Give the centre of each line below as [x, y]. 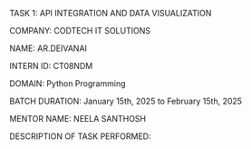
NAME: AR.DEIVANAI [48, 48]
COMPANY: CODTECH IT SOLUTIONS [80, 30]
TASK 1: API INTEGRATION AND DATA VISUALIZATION [111, 13]
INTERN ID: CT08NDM [51, 66]
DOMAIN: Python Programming [68, 84]
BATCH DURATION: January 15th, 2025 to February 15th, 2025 [126, 101]
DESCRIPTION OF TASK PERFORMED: [80, 136]
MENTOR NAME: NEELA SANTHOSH [78, 119]
